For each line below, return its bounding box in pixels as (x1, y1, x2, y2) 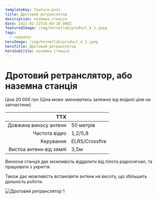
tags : (5, 30, 16, 35)
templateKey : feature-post (5, 7, 61, 12)
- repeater (9, 35, 32, 40)
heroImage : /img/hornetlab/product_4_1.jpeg (5, 40, 98, 44)
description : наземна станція (5, 16, 68, 21)
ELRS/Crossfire (71, 138, 107, 145)
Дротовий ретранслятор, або (5, 70, 132, 81)
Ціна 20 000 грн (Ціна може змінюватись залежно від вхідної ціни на (5, 97, 151, 103)
